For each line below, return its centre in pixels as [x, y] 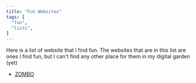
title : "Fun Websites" [34, 11]
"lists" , [22, 28]
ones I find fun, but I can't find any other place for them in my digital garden [98, 57]
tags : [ [16, 17]
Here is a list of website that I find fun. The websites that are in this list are [96, 50]
